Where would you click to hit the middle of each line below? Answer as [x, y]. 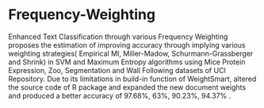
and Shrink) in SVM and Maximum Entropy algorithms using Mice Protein [127, 62]
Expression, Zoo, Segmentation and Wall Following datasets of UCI [117, 70]
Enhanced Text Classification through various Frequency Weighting [118, 37]
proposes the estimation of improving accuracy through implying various [127, 44]
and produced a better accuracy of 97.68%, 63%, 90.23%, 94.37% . [120, 95]
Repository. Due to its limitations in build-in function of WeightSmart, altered [132, 79]
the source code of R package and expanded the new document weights [127, 87]
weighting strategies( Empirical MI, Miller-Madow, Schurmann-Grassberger [131, 53]
